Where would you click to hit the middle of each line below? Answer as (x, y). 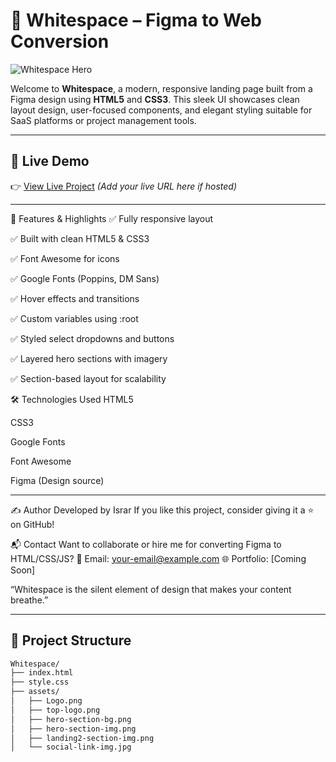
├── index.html (42, 673)
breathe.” (29, 600)
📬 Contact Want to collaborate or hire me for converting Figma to (146, 544)
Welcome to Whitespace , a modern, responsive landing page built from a (161, 88)
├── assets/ (35, 692)
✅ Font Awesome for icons (65, 258)
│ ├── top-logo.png (55, 710)
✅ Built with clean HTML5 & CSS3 (80, 238)
